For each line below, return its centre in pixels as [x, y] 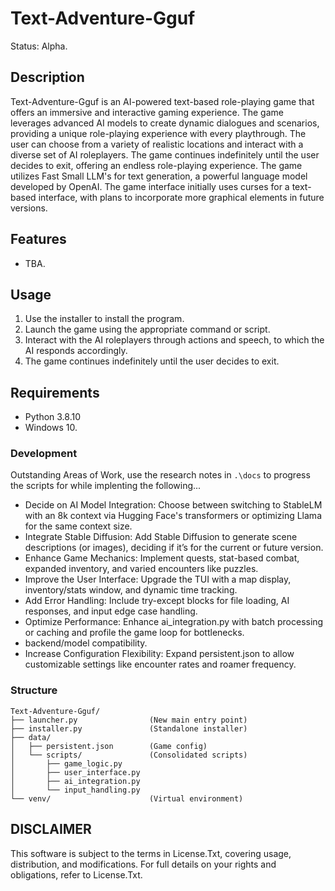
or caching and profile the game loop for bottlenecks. [134, 633]
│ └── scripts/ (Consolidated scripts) [129, 755]
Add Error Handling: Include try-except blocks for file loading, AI [157, 601]
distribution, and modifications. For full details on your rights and [143, 864]
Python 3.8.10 [53, 417]
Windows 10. [51, 428]
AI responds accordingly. [76, 351]
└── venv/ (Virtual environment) [127, 798]
